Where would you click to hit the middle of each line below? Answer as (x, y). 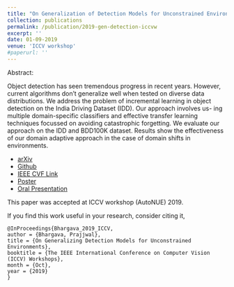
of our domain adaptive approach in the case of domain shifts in (99, 138)
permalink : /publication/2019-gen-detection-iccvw (82, 27)
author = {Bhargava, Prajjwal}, (54, 235)
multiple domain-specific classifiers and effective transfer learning (103, 115)
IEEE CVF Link (38, 174)
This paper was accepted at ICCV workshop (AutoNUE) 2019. (95, 202)
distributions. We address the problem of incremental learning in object (109, 101)
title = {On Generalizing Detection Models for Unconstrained (99, 241)
